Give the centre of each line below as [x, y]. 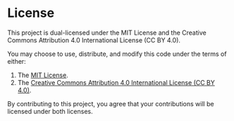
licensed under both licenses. [50, 111]
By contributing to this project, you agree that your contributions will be [111, 103]
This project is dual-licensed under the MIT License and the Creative [107, 33]
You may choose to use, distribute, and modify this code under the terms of [117, 54]
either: [17, 61]
